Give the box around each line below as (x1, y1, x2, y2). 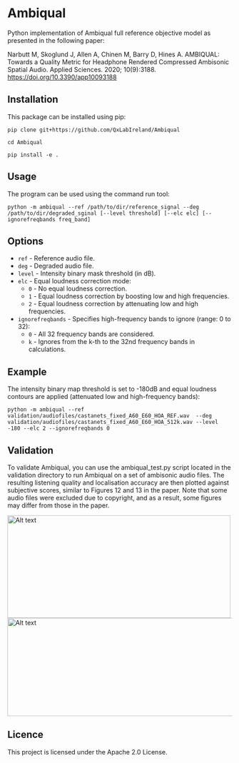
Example (7, 365, 47, 378)
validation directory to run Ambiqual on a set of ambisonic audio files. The (7, 471, 225, 479)
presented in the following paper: (7, 36, 105, 44)
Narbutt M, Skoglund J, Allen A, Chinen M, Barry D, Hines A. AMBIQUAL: (7, 50, 220, 59)
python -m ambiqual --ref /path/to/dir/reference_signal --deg (7, 203, 200, 211)
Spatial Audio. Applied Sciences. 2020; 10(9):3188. (7, 65, 157, 74)
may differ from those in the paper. (7, 501, 110, 510)
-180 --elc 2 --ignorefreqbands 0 (7, 425, 111, 433)
